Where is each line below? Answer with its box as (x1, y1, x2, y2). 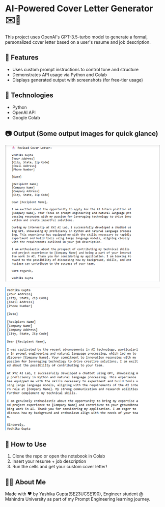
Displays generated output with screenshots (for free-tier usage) (12, 77, 143, 83)
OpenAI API (12, 109, 36, 115)
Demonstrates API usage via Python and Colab (12, 72, 107, 78)
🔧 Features (5, 54, 39, 62)
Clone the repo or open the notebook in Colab (12, 453, 106, 459)
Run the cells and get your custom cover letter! (12, 464, 107, 470)
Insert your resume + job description (12, 458, 86, 464)
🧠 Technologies (5, 91, 54, 100)
